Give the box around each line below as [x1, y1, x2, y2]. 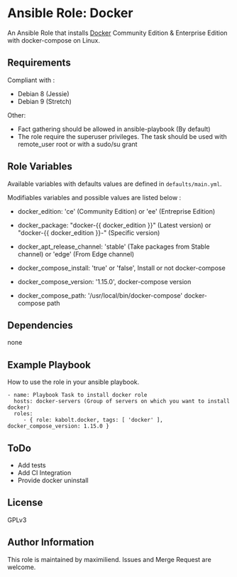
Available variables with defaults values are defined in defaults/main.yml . [7, 180, 222, 188]
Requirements [7, 57, 71, 69]
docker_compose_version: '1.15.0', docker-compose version [17, 277, 192, 286]
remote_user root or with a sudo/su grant [17, 140, 138, 148]
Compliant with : [7, 76, 55, 84]
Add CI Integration [17, 469, 72, 477]
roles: [13, 410, 33, 417]
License [7, 497, 43, 509]
